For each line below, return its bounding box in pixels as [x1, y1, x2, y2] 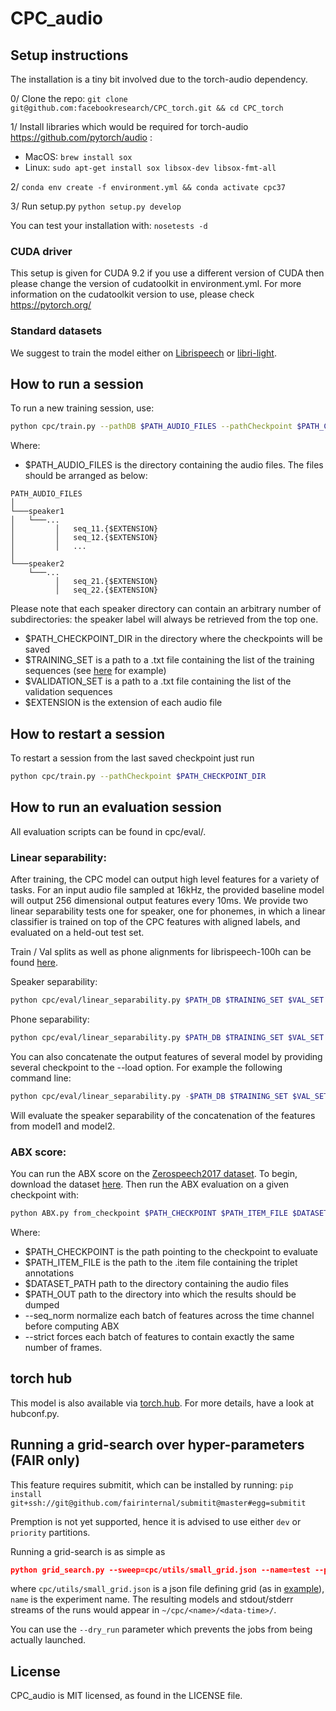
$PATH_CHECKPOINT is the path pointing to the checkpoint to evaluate [24, 1245, 318, 1257]
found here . [10, 957, 58, 969]
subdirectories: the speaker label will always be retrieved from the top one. [10, 613, 319, 626]
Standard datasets [10, 324, 103, 338]
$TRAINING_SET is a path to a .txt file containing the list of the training [24, 654, 315, 666]
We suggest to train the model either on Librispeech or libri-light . [10, 347, 277, 359]
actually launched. [10, 1634, 87, 1646]
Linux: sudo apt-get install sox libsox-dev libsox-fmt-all [24, 162, 277, 173]
